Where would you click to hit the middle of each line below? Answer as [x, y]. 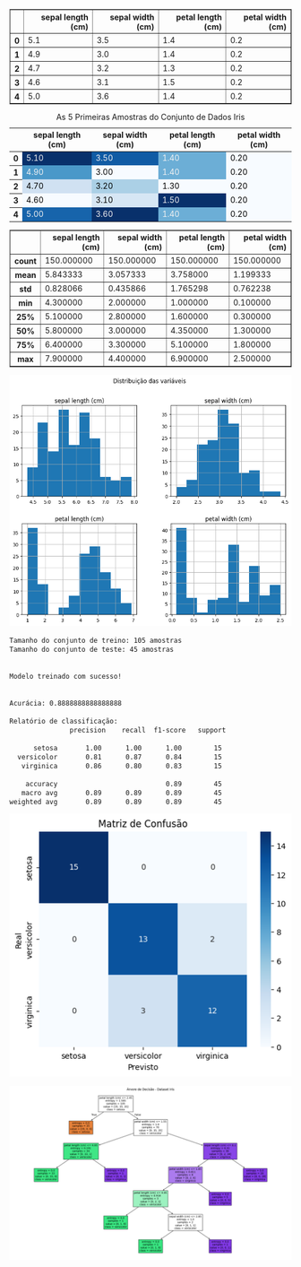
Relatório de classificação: [64, 722]
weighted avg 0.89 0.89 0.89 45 [116, 803]
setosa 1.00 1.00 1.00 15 [127, 749]
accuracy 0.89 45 [124, 785]
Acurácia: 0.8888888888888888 [66, 704]
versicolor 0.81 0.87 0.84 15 [120, 758]
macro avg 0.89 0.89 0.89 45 [121, 794]
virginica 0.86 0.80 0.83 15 [121, 767]
